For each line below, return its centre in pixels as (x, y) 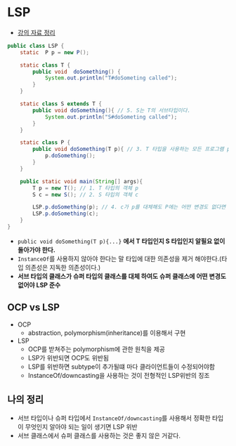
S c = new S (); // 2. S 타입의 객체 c (86, 195)
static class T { (45, 65)
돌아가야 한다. (37, 249)
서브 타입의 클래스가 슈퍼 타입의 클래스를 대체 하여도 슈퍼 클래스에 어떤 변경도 (122, 276)
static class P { (45, 143)
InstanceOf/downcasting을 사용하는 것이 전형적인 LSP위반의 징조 (119, 375)
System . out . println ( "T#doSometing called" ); (111, 78)
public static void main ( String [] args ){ (81, 181)
